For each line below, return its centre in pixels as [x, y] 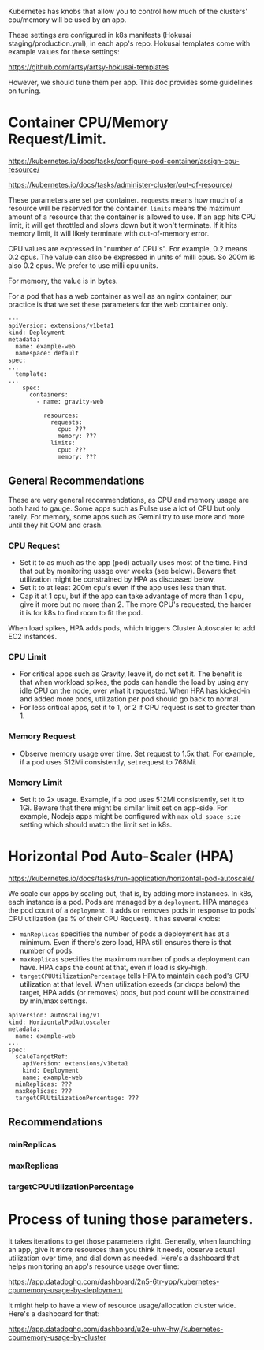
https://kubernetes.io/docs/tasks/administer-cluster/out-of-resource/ [121, 184]
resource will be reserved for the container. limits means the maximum [125, 208]
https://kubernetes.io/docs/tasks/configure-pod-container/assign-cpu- [124, 161]
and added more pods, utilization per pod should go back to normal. [130, 699]
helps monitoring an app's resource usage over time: [94, 1266]
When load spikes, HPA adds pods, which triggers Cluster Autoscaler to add [132, 628]
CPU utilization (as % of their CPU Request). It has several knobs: [114, 918]
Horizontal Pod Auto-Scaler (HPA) [121, 856]
